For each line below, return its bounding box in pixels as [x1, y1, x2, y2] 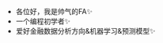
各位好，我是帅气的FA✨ [15, 7, 93, 16]
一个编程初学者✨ [15, 16, 71, 26]
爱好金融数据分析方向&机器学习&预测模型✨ [15, 27, 156, 35]
